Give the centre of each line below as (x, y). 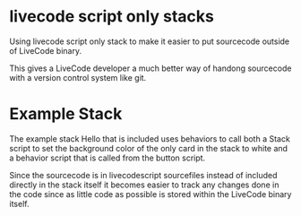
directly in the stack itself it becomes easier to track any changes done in (144, 185)
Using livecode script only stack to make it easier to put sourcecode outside (150, 41)
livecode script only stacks (112, 17)
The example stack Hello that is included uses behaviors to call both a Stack (150, 138)
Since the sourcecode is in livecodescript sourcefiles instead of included (143, 175)
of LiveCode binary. (46, 50)
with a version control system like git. (78, 77)
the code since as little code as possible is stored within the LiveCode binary (150, 194)
